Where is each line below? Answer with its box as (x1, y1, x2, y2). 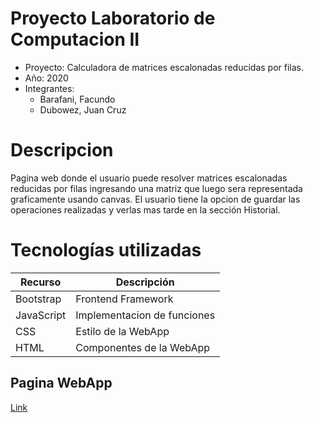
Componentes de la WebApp (75, 340, 211, 354)
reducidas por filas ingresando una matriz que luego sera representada (10, 182, 303, 194)
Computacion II (10, 28, 140, 51)
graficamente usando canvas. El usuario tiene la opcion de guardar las (10, 193, 301, 205)
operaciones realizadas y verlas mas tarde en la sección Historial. (10, 203, 281, 216)
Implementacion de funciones (75, 308, 216, 322)
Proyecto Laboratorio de (10, 7, 216, 30)
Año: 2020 (24, 72, 69, 84)
